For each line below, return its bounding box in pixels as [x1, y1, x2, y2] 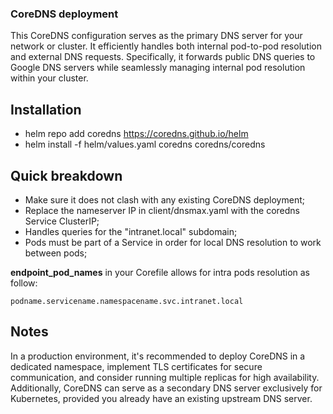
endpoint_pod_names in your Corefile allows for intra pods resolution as [10, 266, 310, 278]
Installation [10, 101, 82, 118]
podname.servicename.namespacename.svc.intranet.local [10, 296, 244, 306]
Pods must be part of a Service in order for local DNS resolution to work [24, 236, 322, 248]
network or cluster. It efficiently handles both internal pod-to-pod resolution [10, 40, 322, 52]
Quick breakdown [10, 167, 123, 184]
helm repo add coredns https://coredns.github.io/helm [24, 128, 249, 140]
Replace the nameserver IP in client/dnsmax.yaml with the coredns [24, 204, 300, 216]
